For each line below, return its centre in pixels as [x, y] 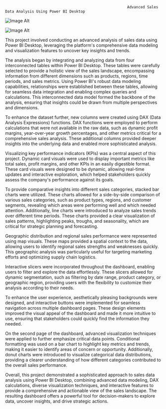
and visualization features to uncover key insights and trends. [68, 50]
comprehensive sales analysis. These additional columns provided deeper [81, 138]
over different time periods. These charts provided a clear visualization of [80, 216]
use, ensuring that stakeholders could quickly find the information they [77, 319]
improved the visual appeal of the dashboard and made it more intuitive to [81, 313]
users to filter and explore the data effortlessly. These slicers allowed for [79, 272]
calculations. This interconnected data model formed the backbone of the [80, 97]
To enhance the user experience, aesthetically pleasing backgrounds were [81, 297]
